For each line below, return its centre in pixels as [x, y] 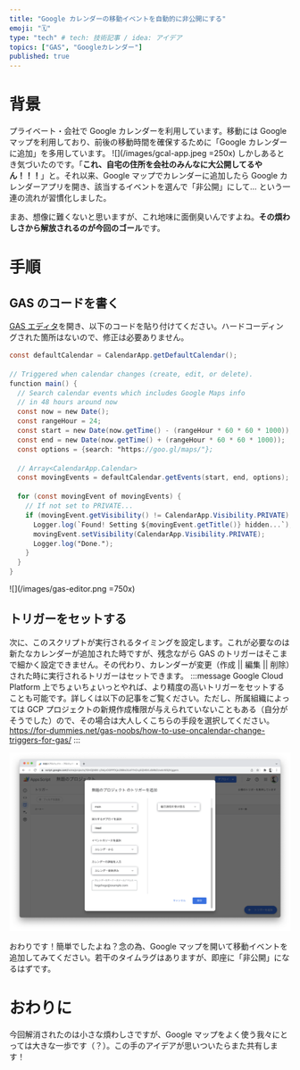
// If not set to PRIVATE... [79, 506]
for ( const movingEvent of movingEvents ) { [99, 497]
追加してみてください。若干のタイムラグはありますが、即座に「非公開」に [146, 958]
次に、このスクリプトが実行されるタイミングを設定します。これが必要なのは [150, 642]
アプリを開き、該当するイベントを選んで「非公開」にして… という [161, 187]
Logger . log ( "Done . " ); [73, 543]
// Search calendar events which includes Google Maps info [131, 393]
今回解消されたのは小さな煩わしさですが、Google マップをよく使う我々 [141, 1034]
